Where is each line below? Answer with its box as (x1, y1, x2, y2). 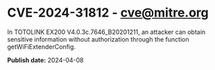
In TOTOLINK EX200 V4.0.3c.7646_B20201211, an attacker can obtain (7, 28, 206, 36)
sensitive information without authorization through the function (7, 35, 189, 43)
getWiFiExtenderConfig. (7, 42, 76, 51)
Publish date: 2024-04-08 (7, 55, 84, 64)
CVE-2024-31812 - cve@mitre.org (7, 5, 209, 21)
